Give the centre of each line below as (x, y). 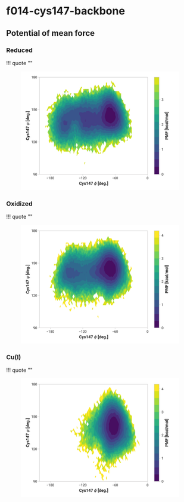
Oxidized (19, 203)
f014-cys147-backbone (66, 11)
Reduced (19, 50)
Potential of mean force (51, 33)
